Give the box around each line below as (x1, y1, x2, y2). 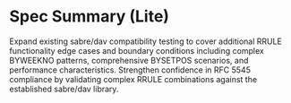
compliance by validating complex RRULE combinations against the (9, 73, 258, 84)
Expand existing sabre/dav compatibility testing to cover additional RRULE (9, 36, 282, 47)
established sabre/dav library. (9, 83, 119, 94)
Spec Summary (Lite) (9, 6, 170, 27)
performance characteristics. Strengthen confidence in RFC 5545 (9, 64, 251, 75)
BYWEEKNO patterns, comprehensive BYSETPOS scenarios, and (9, 55, 249, 65)
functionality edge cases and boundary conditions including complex (9, 45, 264, 56)
